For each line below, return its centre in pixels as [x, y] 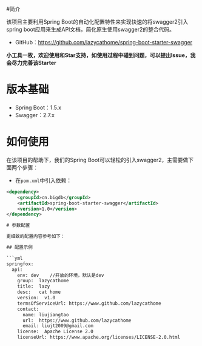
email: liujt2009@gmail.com [58, 326]
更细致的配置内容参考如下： [36, 236]
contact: [28, 309]
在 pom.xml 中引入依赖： [43, 180]
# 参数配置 [18, 226]
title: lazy [34, 287]
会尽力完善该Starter [31, 63]
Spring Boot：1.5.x [38, 107]
